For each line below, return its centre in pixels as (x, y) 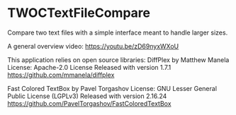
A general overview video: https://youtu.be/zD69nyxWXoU (93, 46)
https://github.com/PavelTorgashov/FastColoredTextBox (89, 103)
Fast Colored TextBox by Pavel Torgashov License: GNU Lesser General (112, 88)
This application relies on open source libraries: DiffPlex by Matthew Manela (118, 60)
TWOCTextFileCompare (79, 13)
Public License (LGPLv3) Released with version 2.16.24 (87, 96)
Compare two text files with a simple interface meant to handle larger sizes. (118, 32)
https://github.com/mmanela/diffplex (61, 75)
